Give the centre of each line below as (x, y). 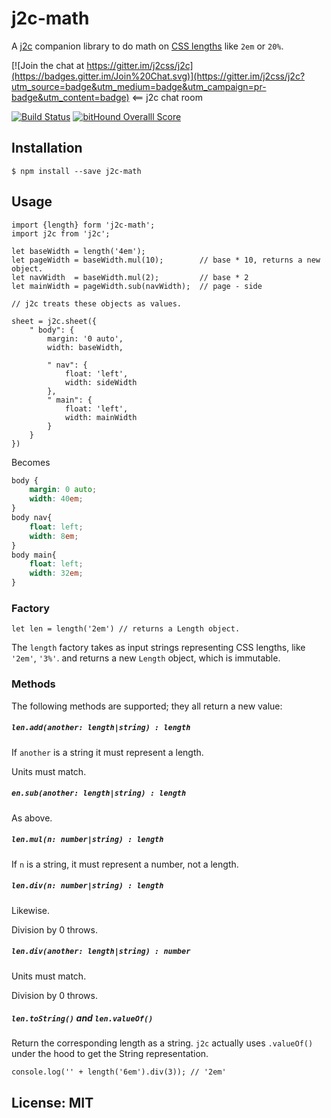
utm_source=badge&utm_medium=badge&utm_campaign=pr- (139, 86)
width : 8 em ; (54, 536)
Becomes (31, 462)
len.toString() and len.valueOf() (82, 1018)
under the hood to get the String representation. (110, 1054)
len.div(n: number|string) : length (87, 886)
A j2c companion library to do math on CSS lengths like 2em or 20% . (147, 46)
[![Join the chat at (48, 65)
